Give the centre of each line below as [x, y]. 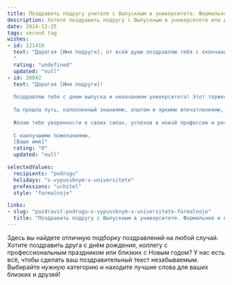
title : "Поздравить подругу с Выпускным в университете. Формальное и [117, 218]
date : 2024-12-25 [32, 26]
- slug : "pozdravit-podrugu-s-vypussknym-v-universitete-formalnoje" [109, 212]
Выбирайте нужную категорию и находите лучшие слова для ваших [108, 267]
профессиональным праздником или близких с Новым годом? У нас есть [116, 252]
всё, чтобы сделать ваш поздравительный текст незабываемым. [103, 259]
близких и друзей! [34, 274]
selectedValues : [30, 167]
